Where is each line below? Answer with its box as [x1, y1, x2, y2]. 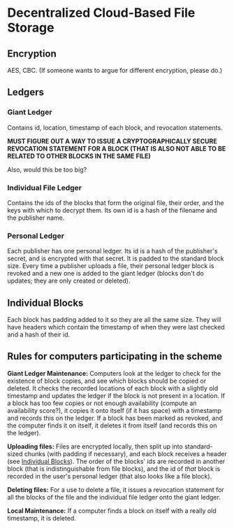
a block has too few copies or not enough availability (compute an [7, 399, 197, 407]
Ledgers [7, 86, 44, 99]
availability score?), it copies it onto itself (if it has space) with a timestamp [7, 406, 222, 414]
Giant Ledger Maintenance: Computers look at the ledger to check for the [7, 369, 221, 377]
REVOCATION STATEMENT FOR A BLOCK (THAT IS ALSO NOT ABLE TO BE [7, 144, 226, 153]
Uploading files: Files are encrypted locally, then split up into [7, 442, 183, 451]
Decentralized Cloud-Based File [7, 5, 196, 21]
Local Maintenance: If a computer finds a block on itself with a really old [7, 506, 217, 515]
